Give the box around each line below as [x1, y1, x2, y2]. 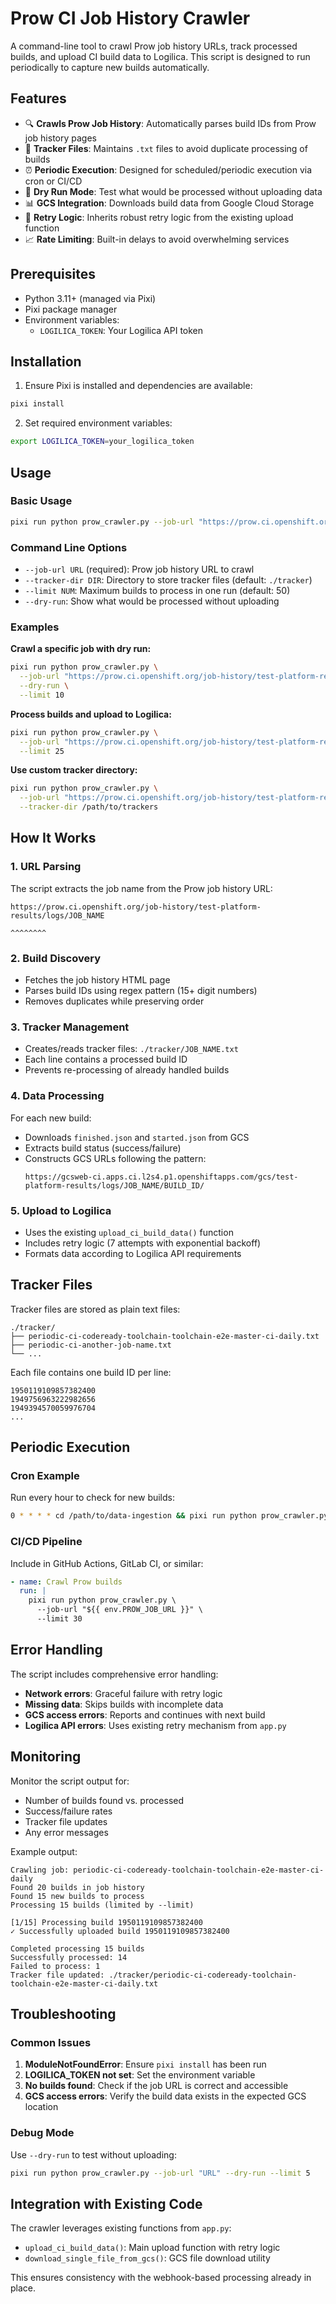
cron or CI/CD [24, 175, 83, 187]
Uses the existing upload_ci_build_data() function [24, 1226, 234, 1238]
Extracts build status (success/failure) [24, 1142, 182, 1154]
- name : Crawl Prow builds [10, 1577, 123, 1587]
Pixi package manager [24, 303, 118, 315]
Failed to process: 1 [10, 1961, 101, 1971]
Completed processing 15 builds [10, 1943, 145, 1954]
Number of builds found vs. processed [24, 1794, 185, 1806]
